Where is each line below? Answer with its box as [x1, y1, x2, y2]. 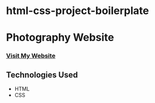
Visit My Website [6, 51, 56, 60]
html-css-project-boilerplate [6, 4, 149, 18]
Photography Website [6, 31, 114, 44]
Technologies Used [6, 70, 78, 80]
